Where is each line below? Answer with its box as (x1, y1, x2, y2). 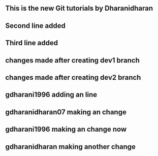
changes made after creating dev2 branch (5, 73, 141, 82)
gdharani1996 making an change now (5, 125, 127, 134)
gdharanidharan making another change (5, 142, 136, 151)
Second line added (5, 21, 66, 30)
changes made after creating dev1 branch (5, 56, 140, 65)
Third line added (5, 39, 58, 47)
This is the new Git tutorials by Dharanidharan (5, 4, 153, 13)
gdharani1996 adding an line (5, 90, 98, 99)
